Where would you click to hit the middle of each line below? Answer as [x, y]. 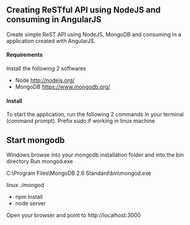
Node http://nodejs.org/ [45, 80]
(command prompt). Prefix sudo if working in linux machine [81, 121]
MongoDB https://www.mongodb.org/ [63, 87]
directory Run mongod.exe [40, 161]
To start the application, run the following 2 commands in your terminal [95, 114]
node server [30, 204]
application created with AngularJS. [51, 41]
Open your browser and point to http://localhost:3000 [74, 215]
